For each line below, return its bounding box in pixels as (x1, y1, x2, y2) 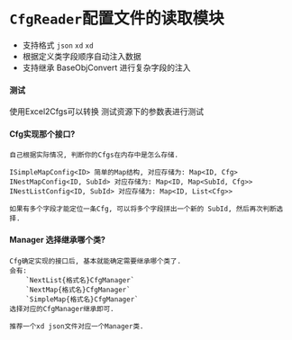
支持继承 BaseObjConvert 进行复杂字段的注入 (22, 62, 191, 73)
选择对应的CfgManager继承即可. (9, 304, 114, 313)
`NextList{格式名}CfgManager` (25, 275, 135, 284)
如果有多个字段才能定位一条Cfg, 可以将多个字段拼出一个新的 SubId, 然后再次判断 (9, 204, 277, 214)
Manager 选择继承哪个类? (9, 234, 106, 245)
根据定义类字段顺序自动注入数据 (22, 50, 141, 61)
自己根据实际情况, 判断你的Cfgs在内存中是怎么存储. (9, 150, 178, 160)
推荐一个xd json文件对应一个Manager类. (9, 321, 144, 331)
